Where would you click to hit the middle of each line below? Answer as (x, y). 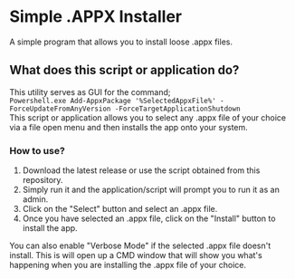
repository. (43, 180)
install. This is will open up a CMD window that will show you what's (136, 255)
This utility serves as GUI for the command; (90, 91)
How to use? (37, 150)
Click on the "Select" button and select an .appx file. (120, 209)
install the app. (50, 228)
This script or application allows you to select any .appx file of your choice (148, 117)
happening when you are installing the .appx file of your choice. (128, 265)
